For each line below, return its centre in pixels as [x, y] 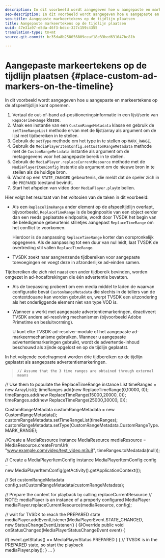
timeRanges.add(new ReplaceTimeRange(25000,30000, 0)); [66, 400]
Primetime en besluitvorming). [43, 322]
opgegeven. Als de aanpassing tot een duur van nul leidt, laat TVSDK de [85, 242]
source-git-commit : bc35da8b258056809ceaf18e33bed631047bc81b [70, 37]
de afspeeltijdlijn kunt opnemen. [38, 105]
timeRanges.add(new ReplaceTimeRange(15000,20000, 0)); [66, 395]
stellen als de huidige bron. [40, 172]
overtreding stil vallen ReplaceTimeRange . [53, 247]
